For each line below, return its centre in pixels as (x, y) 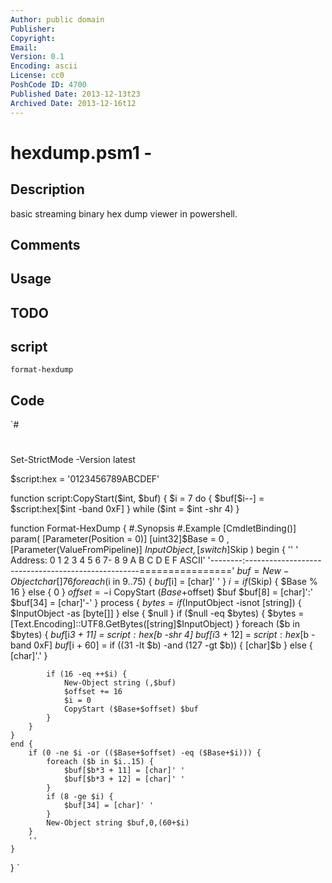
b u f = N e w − (263, 571)
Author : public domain (57, 19)
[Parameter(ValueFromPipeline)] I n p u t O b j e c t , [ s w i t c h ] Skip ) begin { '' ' (154, 550)
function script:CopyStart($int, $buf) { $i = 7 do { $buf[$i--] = (137, 498)
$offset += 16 (93, 692)
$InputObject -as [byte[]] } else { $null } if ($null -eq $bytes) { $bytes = (157, 613)
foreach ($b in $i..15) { (100, 762)
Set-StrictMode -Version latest (73, 460)
